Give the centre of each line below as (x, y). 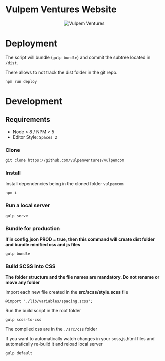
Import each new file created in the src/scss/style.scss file (67, 292)
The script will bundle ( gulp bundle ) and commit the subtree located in (78, 57)
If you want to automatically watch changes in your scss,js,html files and (80, 339)
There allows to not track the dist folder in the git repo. (61, 72)
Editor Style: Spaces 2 (35, 137)
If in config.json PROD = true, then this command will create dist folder (80, 239)
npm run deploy (21, 81)
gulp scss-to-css (23, 320)
